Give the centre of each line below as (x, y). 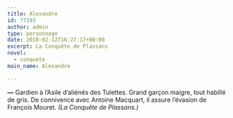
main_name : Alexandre (39, 66)
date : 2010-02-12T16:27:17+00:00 (56, 40)
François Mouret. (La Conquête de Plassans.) (73, 107)
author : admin (28, 27)
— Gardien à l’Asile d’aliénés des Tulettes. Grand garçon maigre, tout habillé (116, 92)
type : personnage (33, 33)
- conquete (29, 60)
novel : (17, 53)
